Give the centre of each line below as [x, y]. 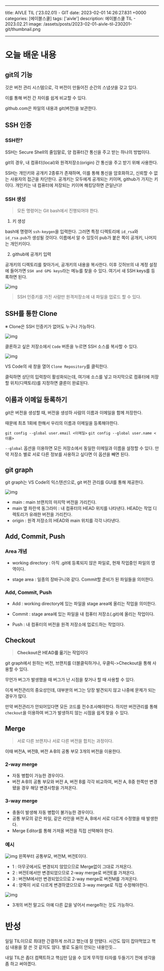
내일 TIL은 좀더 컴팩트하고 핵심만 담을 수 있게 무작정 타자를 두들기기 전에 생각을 [81, 957]
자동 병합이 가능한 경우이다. [38, 776]
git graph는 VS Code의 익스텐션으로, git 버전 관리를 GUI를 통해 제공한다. [75, 482]
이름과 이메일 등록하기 [36, 400]
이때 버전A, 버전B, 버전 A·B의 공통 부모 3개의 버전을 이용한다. [63, 751]
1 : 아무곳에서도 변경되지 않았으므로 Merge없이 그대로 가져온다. [72, 867]
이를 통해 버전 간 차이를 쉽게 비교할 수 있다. [46, 98]
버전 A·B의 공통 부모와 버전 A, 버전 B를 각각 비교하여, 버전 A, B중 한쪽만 [80, 782]
